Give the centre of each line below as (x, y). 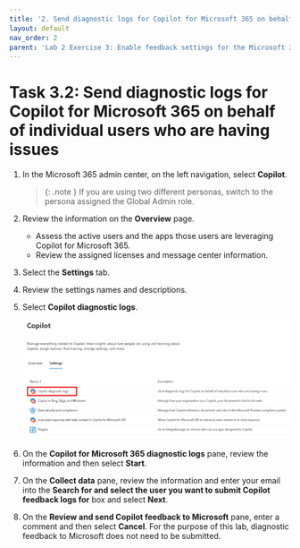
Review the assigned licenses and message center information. (152, 255)
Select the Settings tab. (66, 272)
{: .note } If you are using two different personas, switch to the (159, 192)
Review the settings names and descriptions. (104, 290)
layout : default (39, 28)
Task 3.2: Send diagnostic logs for (138, 93)
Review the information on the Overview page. (108, 218)
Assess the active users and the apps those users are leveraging (154, 236)
